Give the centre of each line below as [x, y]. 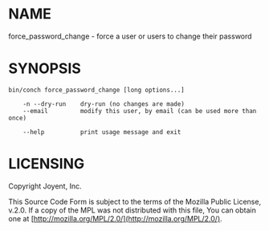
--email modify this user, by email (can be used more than [140, 111]
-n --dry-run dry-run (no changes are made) [104, 104]
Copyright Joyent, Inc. [45, 186]
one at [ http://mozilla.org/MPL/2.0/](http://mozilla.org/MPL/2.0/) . [115, 218]
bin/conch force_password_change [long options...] [96, 90]
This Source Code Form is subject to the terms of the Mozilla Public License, [135, 201]
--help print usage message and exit [102, 132]
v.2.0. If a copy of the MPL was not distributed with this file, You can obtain [132, 210]
